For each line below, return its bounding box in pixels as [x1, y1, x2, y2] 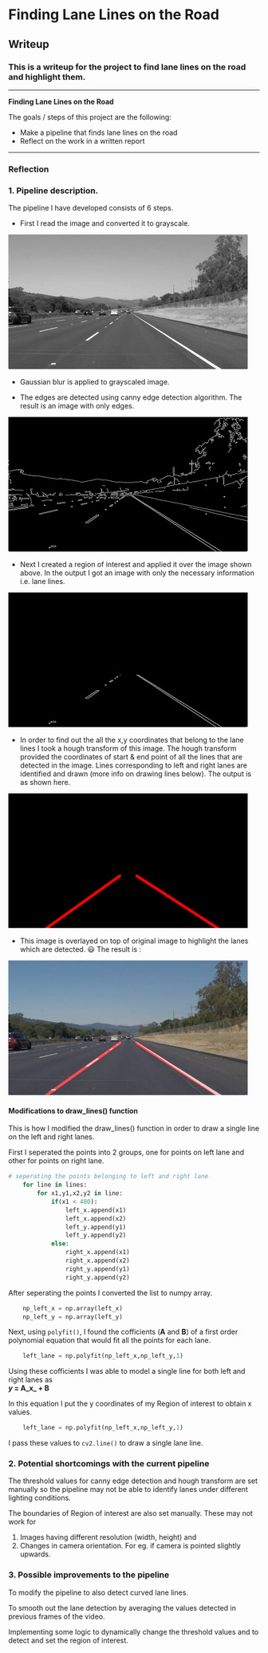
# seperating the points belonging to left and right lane [8, 1173, 209, 1181]
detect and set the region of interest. [8, 1635, 129, 1645]
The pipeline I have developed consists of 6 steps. [8, 203, 174, 213]
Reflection [8, 164, 49, 175]
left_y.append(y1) [65, 1223, 127, 1231]
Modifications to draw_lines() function [8, 1106, 138, 1115]
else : [50, 1240, 69, 1248]
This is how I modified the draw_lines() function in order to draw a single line [8, 1123, 260, 1134]
